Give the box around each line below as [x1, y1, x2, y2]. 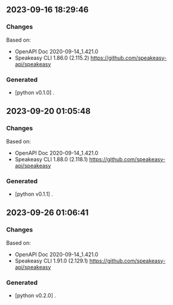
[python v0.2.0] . [14, 292, 57, 299]
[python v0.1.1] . [14, 190, 54, 198]
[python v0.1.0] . [14, 89, 55, 96]
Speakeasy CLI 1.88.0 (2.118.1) [14, 155, 88, 163]
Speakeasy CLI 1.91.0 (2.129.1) [14, 257, 88, 264]
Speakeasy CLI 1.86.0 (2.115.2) [14, 54, 89, 61]
